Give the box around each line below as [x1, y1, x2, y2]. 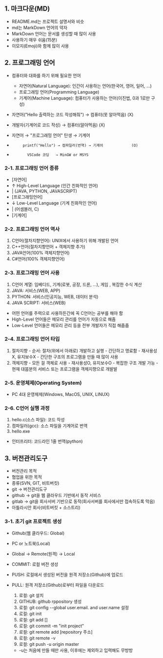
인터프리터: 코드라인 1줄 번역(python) [11, 438, 83, 444]
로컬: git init [19, 611, 42, 617]
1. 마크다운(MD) [4, 4, 50, 13]
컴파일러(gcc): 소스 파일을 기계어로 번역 [11, 423, 88, 429]
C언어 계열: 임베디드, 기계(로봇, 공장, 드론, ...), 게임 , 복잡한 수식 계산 [11, 281, 142, 287]
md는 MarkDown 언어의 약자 [11, 24, 68, 30]
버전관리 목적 [11, 468, 37, 474]
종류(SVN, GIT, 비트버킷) [11, 480, 60, 486]
